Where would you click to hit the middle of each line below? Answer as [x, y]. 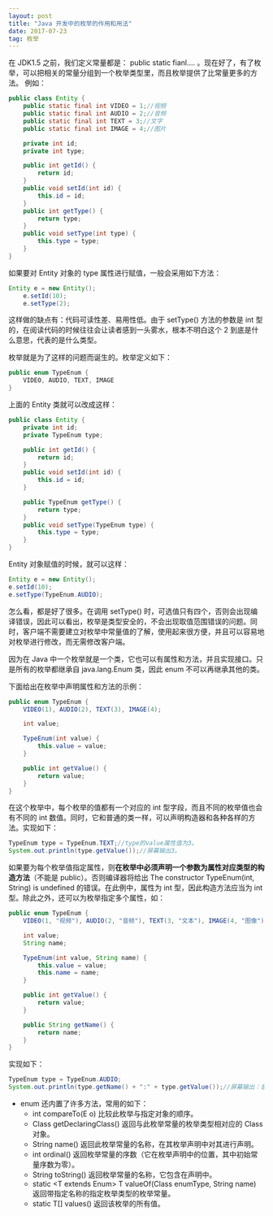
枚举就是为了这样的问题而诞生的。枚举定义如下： [90, 358]
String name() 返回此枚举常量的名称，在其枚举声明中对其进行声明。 [145, 1144]
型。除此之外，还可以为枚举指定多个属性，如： [87, 898]
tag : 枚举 [24, 39]
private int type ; [54, 151]
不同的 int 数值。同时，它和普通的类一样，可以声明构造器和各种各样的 [132, 818]
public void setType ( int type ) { [80, 234]
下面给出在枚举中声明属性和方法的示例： [76, 686]
